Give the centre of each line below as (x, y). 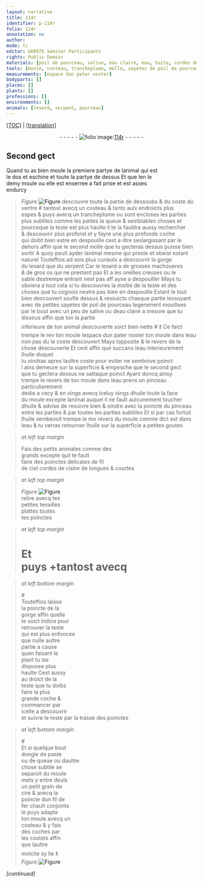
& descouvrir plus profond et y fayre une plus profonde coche (98, 234)
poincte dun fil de (43, 799)
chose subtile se (41, 767)
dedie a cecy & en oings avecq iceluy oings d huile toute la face (99, 393)
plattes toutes (38, 511)
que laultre (34, 845)
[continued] (21, 874)
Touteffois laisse (41, 602)
